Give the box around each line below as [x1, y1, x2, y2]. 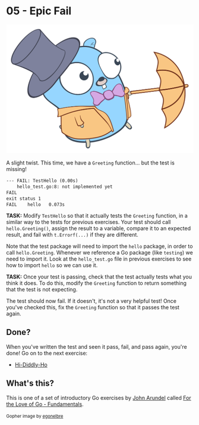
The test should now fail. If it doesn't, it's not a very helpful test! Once [6, 297, 177, 305]
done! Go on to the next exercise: [6, 349, 88, 356]
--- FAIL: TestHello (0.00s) [6, 178, 78, 184]
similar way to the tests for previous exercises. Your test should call [6, 218, 171, 225]
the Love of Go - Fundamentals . [6, 401, 84, 408]
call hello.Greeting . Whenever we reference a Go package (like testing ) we [6, 249, 193, 256]
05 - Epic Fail [6, 4, 72, 18]
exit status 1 [6, 196, 42, 201]
